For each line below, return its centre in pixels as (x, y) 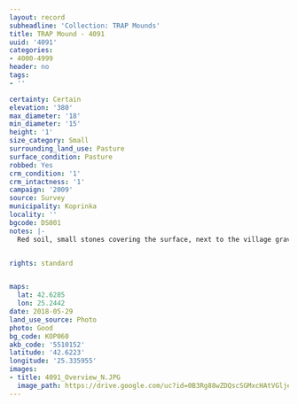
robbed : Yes (31, 165)
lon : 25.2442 (41, 303)
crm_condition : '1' (45, 174)
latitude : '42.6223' (47, 353)
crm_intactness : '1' (47, 182)
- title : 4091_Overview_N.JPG (65, 377)
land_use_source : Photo (53, 320)
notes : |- (27, 231)
